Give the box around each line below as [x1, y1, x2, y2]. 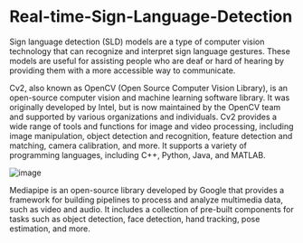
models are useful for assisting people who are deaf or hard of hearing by [9, 55, 285, 66]
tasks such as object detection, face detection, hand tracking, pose [9, 213, 260, 224]
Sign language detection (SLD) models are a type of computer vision [9, 36, 265, 47]
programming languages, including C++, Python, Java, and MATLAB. [9, 149, 266, 160]
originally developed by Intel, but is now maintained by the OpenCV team [9, 101, 281, 112]
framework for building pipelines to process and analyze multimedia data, [9, 194, 283, 205]
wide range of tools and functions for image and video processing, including [9, 120, 294, 132]
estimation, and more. [9, 223, 90, 234]
